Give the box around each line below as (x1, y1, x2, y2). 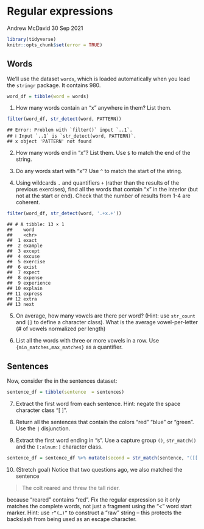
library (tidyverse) (7, 36, 57, 42)
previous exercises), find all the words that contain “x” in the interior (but (15, 186, 199, 193)
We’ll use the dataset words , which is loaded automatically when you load (7, 75, 191, 82)
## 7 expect (7, 269, 40, 275)
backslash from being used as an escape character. (7, 515, 137, 522)
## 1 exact (7, 238, 37, 244)
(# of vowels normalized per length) (15, 325, 106, 333)
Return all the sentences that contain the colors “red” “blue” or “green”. (15, 418, 194, 425)
